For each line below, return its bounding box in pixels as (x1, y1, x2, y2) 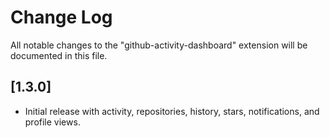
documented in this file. (10, 49, 108, 61)
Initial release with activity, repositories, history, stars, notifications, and (24, 105, 320, 117)
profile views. (24, 116, 81, 128)
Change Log (10, 6, 113, 29)
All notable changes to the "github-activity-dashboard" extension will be (10, 39, 308, 51)
